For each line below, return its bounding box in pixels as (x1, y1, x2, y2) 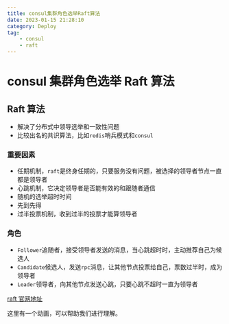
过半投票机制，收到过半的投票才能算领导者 (16, 210, 138, 218)
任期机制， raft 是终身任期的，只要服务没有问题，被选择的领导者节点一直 (16, 167, 222, 175)
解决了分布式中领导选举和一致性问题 (16, 123, 120, 130)
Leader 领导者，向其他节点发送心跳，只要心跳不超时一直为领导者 (16, 279, 198, 288)
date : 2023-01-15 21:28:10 (7, 16, 84, 23)
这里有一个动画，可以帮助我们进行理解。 (7, 309, 121, 317)
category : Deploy (7, 23, 57, 30)
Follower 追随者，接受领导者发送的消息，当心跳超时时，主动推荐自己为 (16, 245, 217, 254)
